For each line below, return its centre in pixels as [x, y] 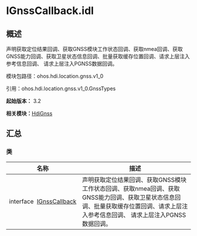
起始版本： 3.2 [23, 101]
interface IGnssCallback [43, 201]
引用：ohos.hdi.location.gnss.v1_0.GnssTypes [61, 88]
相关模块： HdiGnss [29, 113]
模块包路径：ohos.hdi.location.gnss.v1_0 [55, 76]
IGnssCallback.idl [50, 11]
